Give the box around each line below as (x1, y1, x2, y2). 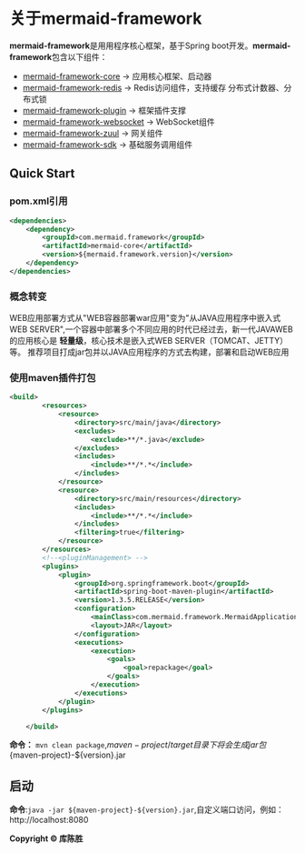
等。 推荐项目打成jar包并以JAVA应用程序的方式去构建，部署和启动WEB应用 (9, 346, 290, 357)
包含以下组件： (51, 51, 108, 62)
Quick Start (9, 166, 75, 182)
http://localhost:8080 (9, 815, 89, 826)
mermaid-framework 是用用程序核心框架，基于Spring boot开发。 (9, 40, 253, 51)
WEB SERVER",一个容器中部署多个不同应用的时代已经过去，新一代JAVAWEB (9, 324, 293, 335)
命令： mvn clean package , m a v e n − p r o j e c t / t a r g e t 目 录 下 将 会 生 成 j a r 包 (9, 739, 267, 750)
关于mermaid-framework (9, 8, 202, 29)
